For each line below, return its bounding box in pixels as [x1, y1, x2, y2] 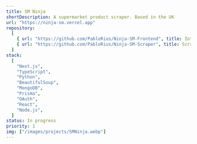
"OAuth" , [16, 96, 38, 102]
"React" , [16, 101, 38, 108]
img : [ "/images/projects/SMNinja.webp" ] [6, 129, 107, 135]
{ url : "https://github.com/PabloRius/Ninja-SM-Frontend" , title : [16, 36, 182, 42]
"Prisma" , [16, 91, 41, 96]
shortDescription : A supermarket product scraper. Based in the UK [6, 14, 175, 20]
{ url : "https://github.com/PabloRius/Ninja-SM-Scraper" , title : [16, 42, 180, 48]
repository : [6, 25, 35, 31]
